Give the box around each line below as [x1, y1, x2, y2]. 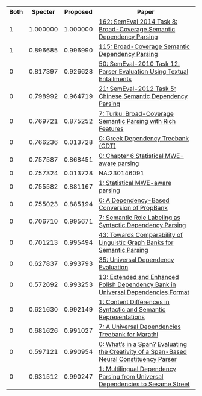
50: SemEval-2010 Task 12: [99, 60, 180, 68]
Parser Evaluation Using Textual [99, 68, 189, 75]
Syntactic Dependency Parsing [99, 221, 186, 229]
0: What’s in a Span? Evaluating [99, 340, 188, 348]
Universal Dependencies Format [99, 288, 190, 296]
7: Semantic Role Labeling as [99, 213, 180, 222]
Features [99, 125, 124, 133]
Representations [99, 313, 145, 321]
